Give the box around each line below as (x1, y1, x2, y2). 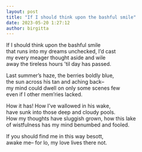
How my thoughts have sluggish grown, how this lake (6, 115, 136, 122)
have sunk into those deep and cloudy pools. (6, 109, 116, 116)
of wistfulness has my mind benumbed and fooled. (6, 121, 130, 128)
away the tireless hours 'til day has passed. (6, 61, 111, 68)
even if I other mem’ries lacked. (6, 91, 83, 98)
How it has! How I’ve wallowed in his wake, (6, 102, 111, 110)
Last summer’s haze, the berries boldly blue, (6, 72, 114, 79)
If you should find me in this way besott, (6, 133, 104, 140)
